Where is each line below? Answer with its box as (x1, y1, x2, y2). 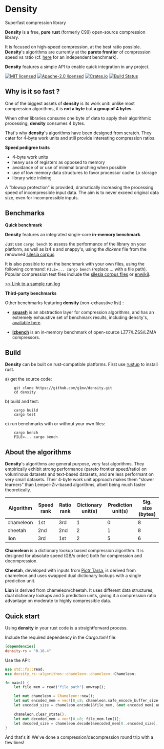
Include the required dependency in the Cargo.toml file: (5, 634, 117, 640)
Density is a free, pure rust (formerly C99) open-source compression (5, 29, 145, 35)
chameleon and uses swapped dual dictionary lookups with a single (5, 573, 142, 579)
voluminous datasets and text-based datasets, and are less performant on (5, 471, 154, 477)
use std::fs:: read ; (5, 667, 45, 672)
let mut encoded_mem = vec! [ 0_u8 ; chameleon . (14, 698, 108, 703)
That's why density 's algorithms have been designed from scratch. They (5, 130, 152, 136)
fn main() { (5, 680, 29, 685)
